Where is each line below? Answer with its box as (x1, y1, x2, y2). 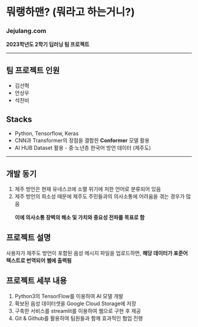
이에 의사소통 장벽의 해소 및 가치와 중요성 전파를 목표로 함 (14, 213, 145, 221)
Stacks (6, 114, 32, 124)
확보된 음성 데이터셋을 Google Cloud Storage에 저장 (14, 300, 137, 307)
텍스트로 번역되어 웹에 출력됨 (6, 257, 72, 264)
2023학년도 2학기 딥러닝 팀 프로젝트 (6, 41, 90, 48)
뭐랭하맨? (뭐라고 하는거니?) (6, 5, 136, 19)
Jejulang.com (6, 27, 47, 35)
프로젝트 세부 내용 (6, 276, 67, 286)
